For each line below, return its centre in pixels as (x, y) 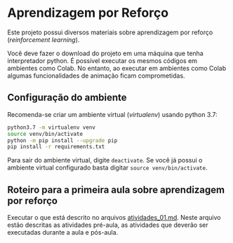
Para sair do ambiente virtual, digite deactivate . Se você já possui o (105, 160)
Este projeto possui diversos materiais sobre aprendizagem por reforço (110, 32)
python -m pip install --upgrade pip (62, 140)
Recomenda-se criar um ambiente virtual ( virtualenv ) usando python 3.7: (112, 114)
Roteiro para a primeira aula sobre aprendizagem (116, 189)
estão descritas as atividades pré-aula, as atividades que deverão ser (108, 225)
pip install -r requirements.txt (56, 147)
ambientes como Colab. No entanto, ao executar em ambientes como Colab (117, 68)
